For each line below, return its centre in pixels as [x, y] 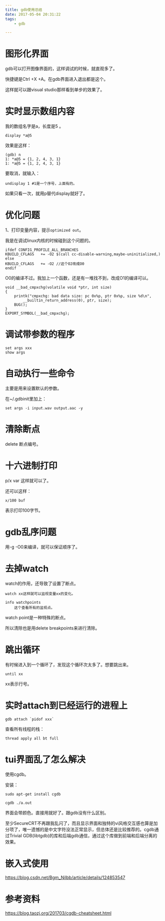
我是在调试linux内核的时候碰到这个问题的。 [49, 240]
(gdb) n [13, 155]
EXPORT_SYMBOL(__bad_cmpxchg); [37, 314]
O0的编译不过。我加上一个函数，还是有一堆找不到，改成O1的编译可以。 [78, 278]
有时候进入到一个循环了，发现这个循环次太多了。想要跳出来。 [68, 664]
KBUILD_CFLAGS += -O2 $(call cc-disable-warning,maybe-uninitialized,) [83, 254]
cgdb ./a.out [19, 803]
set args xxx [19, 348]
